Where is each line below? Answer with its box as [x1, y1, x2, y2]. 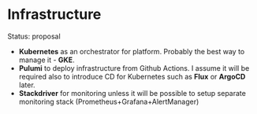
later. [18, 80, 36, 90]
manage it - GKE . [18, 55, 76, 64]
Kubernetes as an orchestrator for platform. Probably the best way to [18, 46, 245, 56]
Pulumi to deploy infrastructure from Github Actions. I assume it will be [18, 63, 250, 72]
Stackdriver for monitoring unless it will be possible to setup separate [18, 88, 246, 97]
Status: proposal [7, 31, 61, 41]
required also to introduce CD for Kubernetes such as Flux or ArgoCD [18, 72, 246, 81]
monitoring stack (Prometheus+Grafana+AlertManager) [18, 97, 199, 106]
